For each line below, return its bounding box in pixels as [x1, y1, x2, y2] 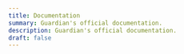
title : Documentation [8, 11, 81, 20]
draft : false [8, 33, 52, 42]
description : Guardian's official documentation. [8, 26, 178, 34]
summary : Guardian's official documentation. [8, 19, 162, 27]
